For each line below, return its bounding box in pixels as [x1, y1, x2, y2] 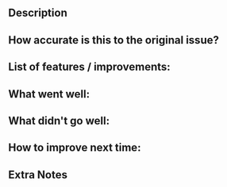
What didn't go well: [8, 114, 110, 128]
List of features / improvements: [8, 60, 171, 74]
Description [8, 6, 67, 20]
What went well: [8, 87, 90, 101]
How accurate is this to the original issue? [8, 33, 220, 47]
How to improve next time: [8, 141, 141, 155]
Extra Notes [8, 168, 67, 181]
